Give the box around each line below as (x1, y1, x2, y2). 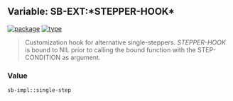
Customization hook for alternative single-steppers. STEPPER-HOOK (24, 38, 226, 47)
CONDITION (24, 53, 61, 61)
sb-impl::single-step (7, 87, 72, 94)
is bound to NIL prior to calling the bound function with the (24, 45, 197, 54)
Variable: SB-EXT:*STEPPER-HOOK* (7, 6, 175, 18)
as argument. (62, 53, 101, 61)
